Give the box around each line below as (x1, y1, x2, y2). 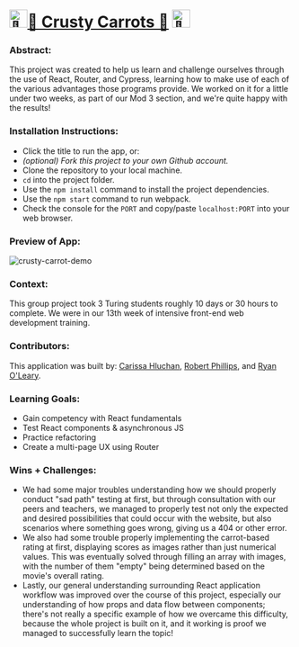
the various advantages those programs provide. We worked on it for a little (9, 84, 289, 94)
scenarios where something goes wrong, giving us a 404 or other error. (22, 523, 287, 534)
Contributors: (9, 340, 70, 353)
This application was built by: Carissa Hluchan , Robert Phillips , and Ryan (9, 360, 277, 371)
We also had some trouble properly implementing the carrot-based (22, 532, 270, 544)
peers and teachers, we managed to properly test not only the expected (22, 504, 289, 515)
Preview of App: (9, 235, 81, 247)
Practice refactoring (22, 432, 97, 443)
